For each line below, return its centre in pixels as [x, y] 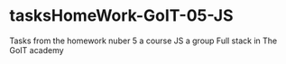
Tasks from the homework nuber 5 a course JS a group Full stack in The [143, 41]
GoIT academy [37, 50]
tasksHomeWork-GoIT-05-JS [121, 16]
